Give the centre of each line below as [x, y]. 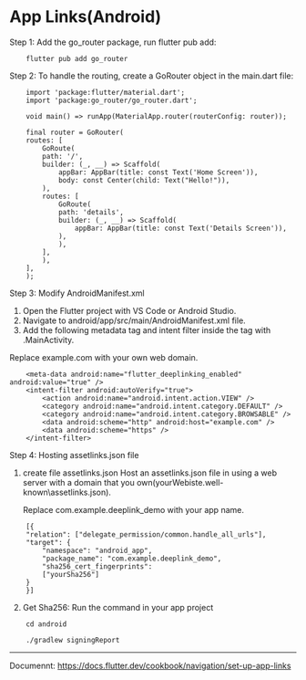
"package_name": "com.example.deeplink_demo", [132, 559]
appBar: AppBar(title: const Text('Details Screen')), [180, 228]
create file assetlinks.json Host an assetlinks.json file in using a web [150, 473]
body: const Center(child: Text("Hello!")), [144, 180]
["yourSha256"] [71, 574]
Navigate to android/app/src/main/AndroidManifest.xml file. [134, 320]
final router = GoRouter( [75, 132]
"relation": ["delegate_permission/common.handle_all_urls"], [146, 534]
